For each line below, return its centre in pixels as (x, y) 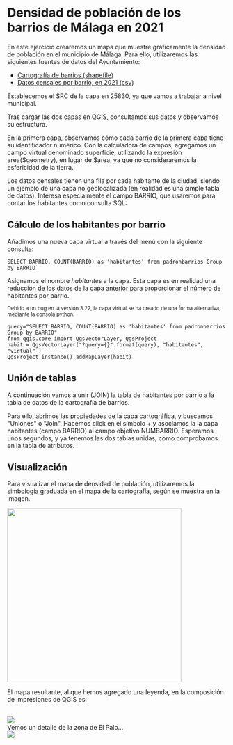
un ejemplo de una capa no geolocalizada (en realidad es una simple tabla (114, 188)
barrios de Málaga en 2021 (86, 27)
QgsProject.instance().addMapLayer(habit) (70, 357)
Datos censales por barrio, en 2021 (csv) (75, 82)
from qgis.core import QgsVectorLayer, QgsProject (82, 339)
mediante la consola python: (41, 314)
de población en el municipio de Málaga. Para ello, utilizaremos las (103, 54)
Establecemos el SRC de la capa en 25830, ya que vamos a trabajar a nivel (114, 96)
